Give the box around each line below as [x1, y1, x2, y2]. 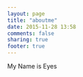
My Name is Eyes [7, 62, 57, 70]
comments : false [7, 29, 54, 37]
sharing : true [7, 36, 49, 43]
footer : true [7, 43, 45, 50]
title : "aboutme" [7, 17, 58, 24]
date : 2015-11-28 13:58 [7, 23, 77, 30]
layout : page [7, 10, 45, 17]
